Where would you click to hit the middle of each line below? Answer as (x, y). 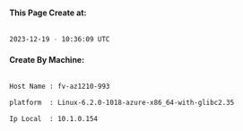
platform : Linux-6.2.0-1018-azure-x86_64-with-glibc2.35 (122, 103)
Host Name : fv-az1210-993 (60, 87)
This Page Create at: (48, 13)
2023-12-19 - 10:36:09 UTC (60, 39)
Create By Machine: (47, 59)
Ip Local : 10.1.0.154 (54, 119)
